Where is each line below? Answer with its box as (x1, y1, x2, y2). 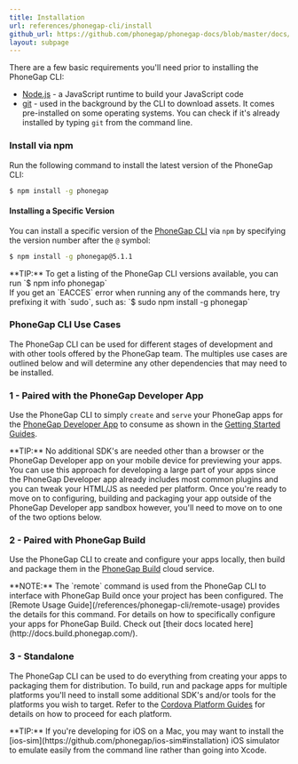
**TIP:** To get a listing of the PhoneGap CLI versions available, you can (9, 268, 279, 278)
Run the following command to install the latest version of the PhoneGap (9, 159, 273, 170)
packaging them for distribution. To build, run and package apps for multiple (9, 680, 288, 690)
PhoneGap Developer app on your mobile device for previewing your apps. (9, 455, 282, 466)
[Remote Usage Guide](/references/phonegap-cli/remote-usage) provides (9, 599, 280, 610)
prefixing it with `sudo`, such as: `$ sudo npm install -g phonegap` (9, 296, 250, 307)
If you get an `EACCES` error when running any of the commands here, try (9, 286, 281, 298)
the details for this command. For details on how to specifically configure (9, 609, 276, 620)
